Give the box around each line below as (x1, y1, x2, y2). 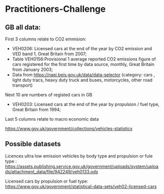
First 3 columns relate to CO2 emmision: (5, 36, 87, 42)
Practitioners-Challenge (5, 3, 106, 15)
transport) (12, 82, 33, 88)
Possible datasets (5, 140, 61, 148)
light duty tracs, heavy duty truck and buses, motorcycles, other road (12, 77, 153, 83)
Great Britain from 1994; (12, 107, 61, 112)
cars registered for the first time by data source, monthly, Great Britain (12, 62, 155, 67)
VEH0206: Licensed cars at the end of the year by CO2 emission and (12, 46, 152, 51)
